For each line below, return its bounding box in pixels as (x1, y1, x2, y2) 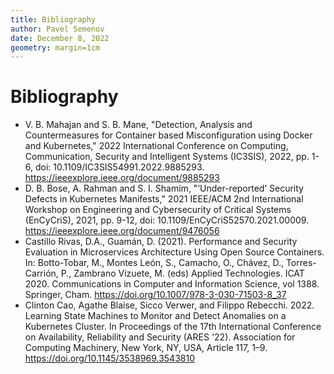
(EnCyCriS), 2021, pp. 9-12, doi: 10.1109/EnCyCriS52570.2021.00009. (24, 214, 310, 226)
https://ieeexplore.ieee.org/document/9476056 (24, 225, 220, 237)
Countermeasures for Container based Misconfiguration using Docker (24, 129, 313, 141)
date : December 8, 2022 (10, 33, 110, 43)
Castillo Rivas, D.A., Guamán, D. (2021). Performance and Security (24, 236, 298, 248)
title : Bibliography (10, 14, 97, 25)
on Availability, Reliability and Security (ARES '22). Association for (24, 331, 296, 343)
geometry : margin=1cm (10, 42, 101, 53)
